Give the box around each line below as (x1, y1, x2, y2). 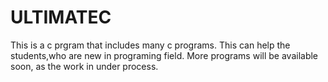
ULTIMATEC (10, 6, 112, 29)
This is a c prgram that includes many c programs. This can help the (10, 39, 291, 51)
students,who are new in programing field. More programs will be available (10, 49, 319, 61)
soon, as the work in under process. (10, 60, 159, 72)
